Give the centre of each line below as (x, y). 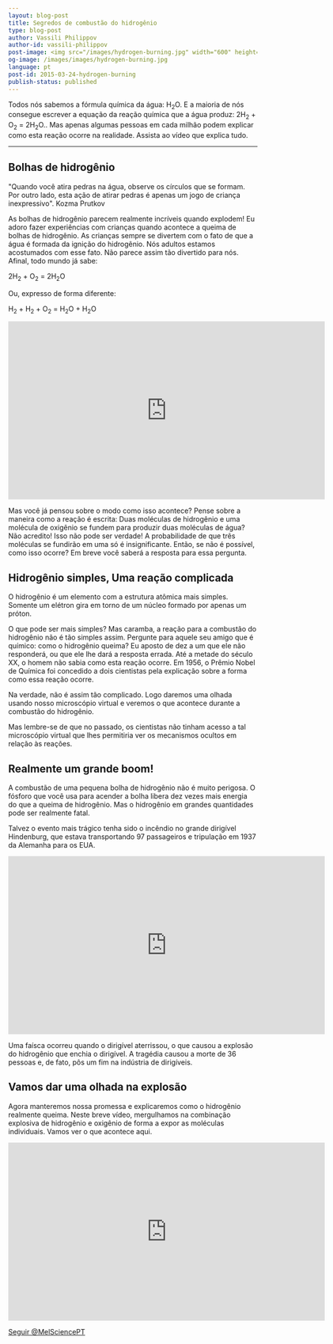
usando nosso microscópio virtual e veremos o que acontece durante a (124, 703)
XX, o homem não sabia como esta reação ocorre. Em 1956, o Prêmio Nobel (132, 663)
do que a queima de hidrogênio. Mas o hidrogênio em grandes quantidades (131, 804)
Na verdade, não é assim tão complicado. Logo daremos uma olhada (120, 695)
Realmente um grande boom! (81, 769)
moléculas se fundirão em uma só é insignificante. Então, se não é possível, (132, 545)
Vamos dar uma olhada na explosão (98, 1087)
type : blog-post (35, 30)
